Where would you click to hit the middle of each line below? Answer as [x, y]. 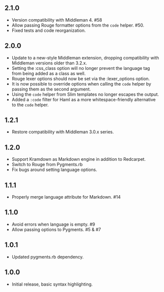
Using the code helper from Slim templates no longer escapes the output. [85, 94]
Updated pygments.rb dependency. [48, 257]
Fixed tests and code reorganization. [49, 30]
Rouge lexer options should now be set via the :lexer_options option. [81, 79]
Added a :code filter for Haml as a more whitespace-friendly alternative [83, 99]
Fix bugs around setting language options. [55, 170]
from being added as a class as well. [49, 73]
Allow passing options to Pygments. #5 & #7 [56, 229]
